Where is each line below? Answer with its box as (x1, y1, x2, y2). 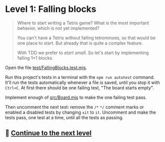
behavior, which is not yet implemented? (17, 25, 100, 31)
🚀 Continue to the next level (5, 129, 92, 138)
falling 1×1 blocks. (17, 55, 53, 61)
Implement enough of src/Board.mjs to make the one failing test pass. (5, 94, 147, 100)
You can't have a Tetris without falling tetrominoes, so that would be (17, 35, 156, 41)
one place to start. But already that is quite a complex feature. (17, 40, 143, 46)
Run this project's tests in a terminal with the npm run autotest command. (5, 74, 155, 80)
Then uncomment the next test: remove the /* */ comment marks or (5, 104, 144, 110)
